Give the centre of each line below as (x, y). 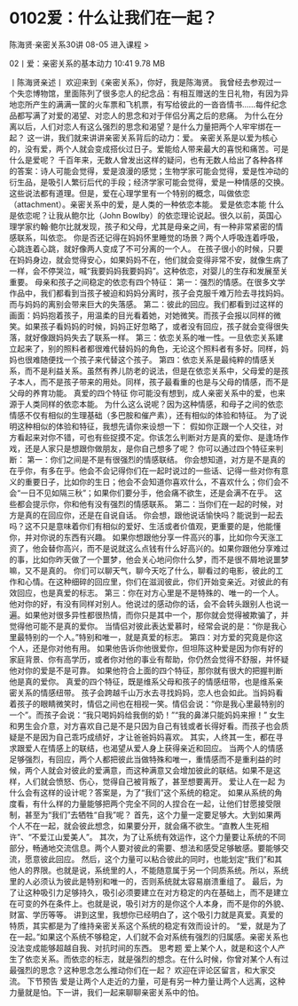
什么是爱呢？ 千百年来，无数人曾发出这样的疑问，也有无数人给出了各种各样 (146, 160)
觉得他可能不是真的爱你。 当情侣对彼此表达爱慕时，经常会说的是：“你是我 (144, 626)
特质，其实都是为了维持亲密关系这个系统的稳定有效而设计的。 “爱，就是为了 (148, 925)
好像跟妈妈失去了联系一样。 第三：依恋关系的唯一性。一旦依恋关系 (154, 337)
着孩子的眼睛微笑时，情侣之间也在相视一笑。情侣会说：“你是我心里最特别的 (147, 703)
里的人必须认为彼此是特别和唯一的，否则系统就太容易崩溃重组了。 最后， (142, 881)
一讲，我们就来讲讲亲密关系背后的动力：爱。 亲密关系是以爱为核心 (156, 138)
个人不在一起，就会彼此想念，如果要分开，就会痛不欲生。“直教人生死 (135, 826)
